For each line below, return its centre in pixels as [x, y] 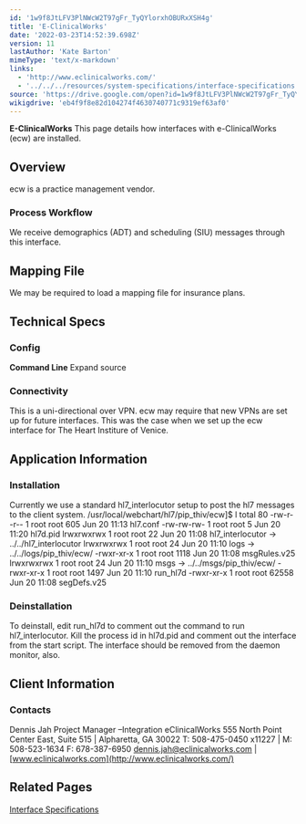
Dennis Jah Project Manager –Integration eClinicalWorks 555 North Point [146, 729]
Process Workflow [51, 213]
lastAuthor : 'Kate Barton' [61, 52]
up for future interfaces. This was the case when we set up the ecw [136, 421]
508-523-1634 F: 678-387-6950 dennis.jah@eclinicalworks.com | [133, 748]
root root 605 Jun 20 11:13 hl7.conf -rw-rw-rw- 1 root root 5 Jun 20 [155, 524]
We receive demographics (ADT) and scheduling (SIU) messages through [147, 233]
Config [25, 348]
